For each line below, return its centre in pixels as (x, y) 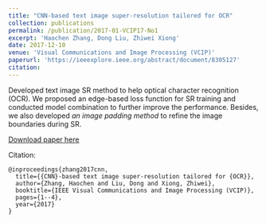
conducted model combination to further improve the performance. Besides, (133, 107)
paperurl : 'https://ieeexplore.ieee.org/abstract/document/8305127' (124, 61)
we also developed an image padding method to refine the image (115, 115)
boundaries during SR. (45, 123)
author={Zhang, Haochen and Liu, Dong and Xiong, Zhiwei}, (115, 183)
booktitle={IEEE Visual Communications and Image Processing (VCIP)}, (135, 190)
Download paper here (44, 139)
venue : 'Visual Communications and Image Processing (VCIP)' (112, 53)
